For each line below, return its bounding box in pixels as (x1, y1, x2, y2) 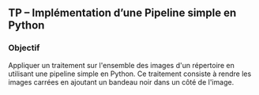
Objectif (8, 43, 40, 54)
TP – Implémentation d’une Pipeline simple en (8, 6, 237, 20)
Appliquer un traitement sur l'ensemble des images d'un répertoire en (8, 60, 235, 70)
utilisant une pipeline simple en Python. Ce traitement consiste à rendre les (8, 69, 252, 78)
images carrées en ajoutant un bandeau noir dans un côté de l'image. (8, 77, 235, 86)
